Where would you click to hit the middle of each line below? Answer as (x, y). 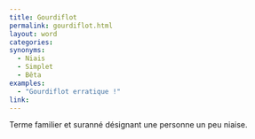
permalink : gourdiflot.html (61, 26)
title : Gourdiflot (43, 17)
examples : (28, 83)
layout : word (33, 34)
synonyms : (28, 50)
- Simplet (35, 67)
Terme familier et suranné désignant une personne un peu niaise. (128, 125)
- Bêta (29, 75)
